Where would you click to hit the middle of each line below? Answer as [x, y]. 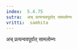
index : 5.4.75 [25, 12]
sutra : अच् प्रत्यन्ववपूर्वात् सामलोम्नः [39, 17]
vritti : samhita [27, 22]
